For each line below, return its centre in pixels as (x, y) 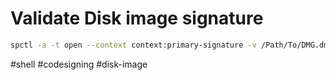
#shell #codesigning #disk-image (79, 64)
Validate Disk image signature (137, 18)
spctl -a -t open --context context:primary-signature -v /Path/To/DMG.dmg (171, 45)
